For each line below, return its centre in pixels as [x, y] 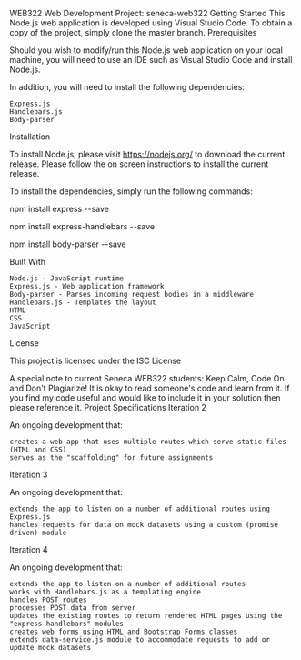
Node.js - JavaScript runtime [67, 279]
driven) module [38, 533]
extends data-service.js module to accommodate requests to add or [140, 640]
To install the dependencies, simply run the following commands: [131, 191]
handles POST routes [49, 600]
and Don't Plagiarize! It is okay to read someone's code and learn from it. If [150, 388]
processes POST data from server [73, 608]
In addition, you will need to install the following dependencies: [127, 87]
